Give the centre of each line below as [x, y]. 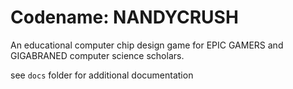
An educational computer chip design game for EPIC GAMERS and [147, 45]
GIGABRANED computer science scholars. [97, 55]
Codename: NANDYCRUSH [124, 17]
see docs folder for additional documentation [102, 75]
